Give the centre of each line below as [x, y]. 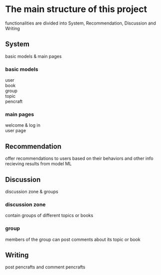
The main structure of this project [76, 9]
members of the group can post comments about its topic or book [73, 239]
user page [16, 131]
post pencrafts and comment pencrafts [45, 267]
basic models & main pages [33, 56]
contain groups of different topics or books [49, 215]
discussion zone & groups [32, 191]
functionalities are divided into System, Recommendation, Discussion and [80, 23]
